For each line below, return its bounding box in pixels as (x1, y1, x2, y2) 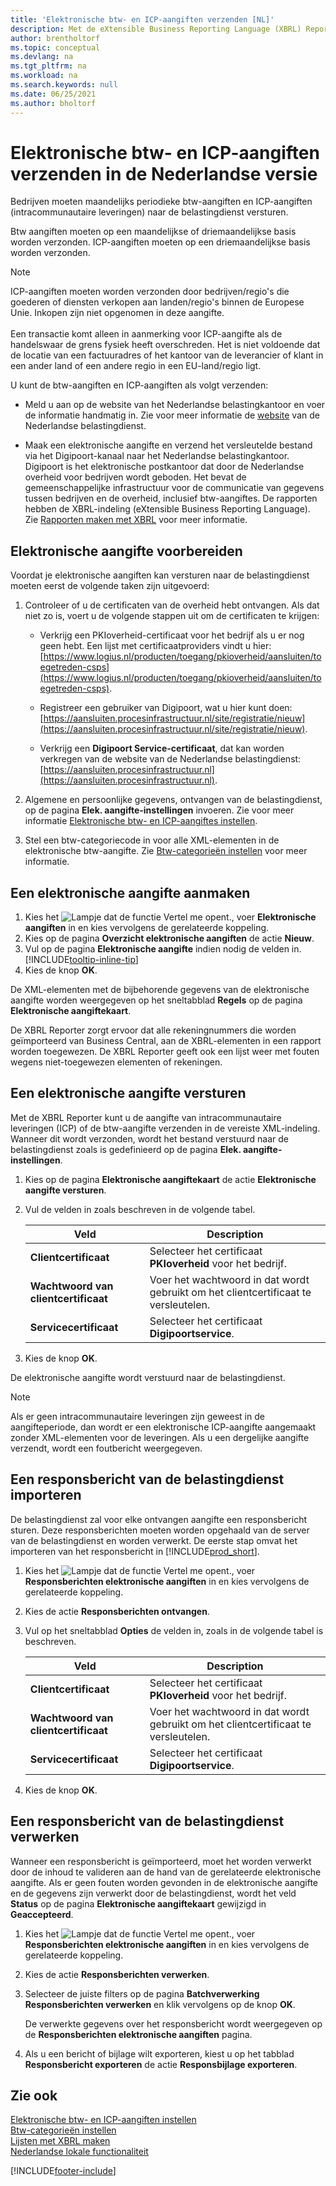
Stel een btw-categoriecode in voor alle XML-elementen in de (24, 834, 280, 846)
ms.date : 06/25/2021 (10, 89, 97, 99)
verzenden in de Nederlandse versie (10, 162, 318, 185)
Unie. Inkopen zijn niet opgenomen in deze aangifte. (10, 307, 225, 319)
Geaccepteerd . (10, 1908, 74, 1920)
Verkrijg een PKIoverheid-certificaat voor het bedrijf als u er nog (39, 629, 305, 641)
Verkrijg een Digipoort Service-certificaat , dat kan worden (39, 742, 285, 755)
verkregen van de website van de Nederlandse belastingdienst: (39, 753, 302, 765)
